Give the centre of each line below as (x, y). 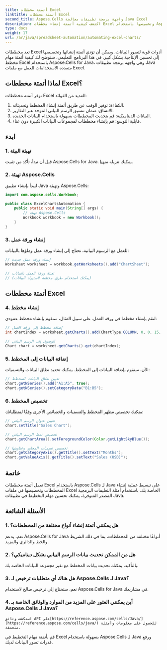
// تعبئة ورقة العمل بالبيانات (30, 273)
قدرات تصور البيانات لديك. (29, 642)
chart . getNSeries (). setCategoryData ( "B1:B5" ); (54, 388)
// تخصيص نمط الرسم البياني (31, 434)
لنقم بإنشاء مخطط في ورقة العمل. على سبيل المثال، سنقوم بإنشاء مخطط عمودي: (81, 319)
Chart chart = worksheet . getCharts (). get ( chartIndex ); (63, 346)
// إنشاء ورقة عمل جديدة (28, 260)
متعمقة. (13, 627)
